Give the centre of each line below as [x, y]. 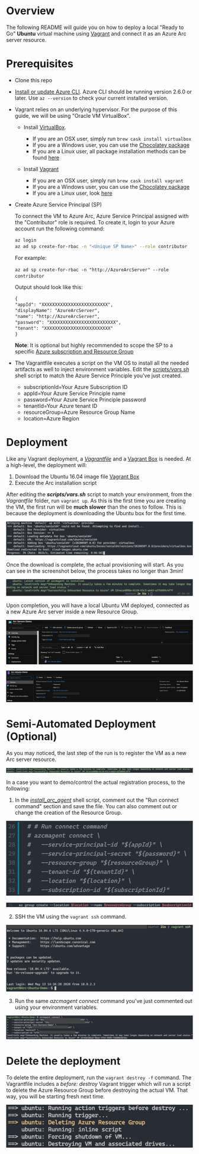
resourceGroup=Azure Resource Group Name [79, 412]
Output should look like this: [49, 287]
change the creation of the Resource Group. [68, 812]
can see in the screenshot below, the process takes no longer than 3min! [95, 571]
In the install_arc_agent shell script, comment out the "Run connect [97, 800]
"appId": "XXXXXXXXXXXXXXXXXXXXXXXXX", [64, 304]
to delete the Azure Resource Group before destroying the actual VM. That [97, 1090]
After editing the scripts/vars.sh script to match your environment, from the [99, 494]
